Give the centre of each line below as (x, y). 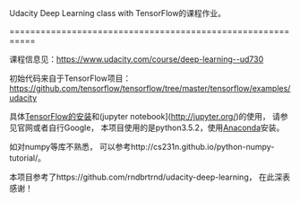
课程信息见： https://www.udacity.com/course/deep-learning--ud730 (137, 59)
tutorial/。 (28, 158)
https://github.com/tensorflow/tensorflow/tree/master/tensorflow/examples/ (150, 88)
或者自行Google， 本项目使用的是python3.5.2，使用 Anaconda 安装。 (159, 127)
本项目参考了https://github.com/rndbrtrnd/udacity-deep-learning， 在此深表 (150, 177)
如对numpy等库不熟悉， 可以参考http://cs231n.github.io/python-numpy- (142, 147)
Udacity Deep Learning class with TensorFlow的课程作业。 (118, 13)
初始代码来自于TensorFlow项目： (70, 78)
